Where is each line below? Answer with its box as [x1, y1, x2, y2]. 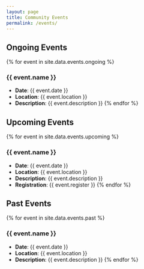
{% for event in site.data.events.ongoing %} [6, 58, 115, 66]
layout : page [6, 8, 39, 15]
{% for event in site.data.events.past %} [6, 214, 105, 221]
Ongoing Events [6, 42, 68, 52]
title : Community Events [6, 14, 68, 20]
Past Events [6, 198, 52, 208]
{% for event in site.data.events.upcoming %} [6, 133, 119, 140]
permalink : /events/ [6, 20, 58, 26]
